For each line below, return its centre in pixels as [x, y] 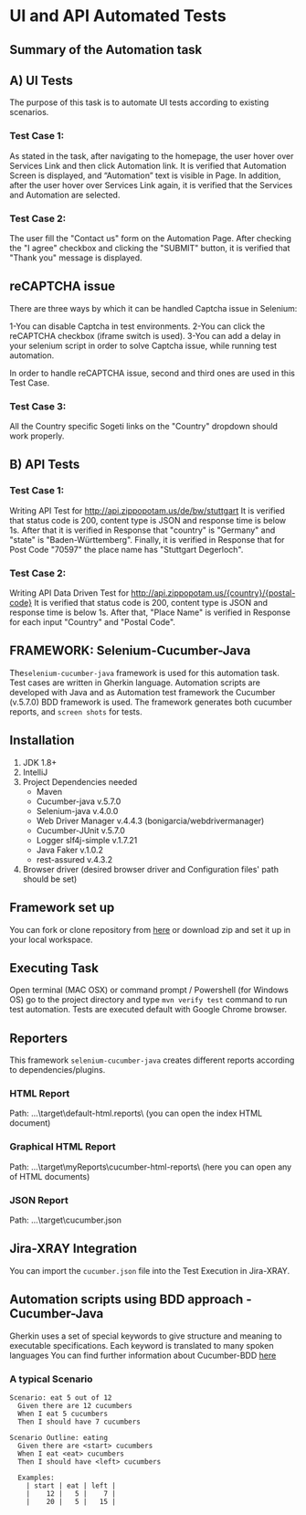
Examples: [36, 1478]
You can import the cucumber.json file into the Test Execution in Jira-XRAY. [150, 1270]
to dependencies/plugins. [58, 1070]
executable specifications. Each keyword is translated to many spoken [142, 1345]
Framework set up [62, 908]
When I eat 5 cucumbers [63, 1414]
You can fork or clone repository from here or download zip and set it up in [150, 929]
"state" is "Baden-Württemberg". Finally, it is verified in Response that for [147, 539]
